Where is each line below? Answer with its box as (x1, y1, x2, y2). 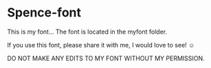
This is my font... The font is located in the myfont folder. (7, 27, 168, 36)
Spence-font (7, 5, 81, 21)
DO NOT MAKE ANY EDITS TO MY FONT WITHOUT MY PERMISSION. (7, 54, 205, 63)
